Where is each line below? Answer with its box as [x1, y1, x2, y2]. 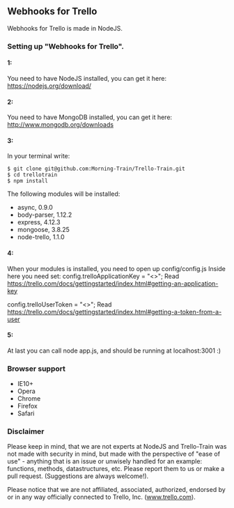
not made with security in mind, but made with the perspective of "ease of [7, 449, 221, 459]
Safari [17, 409, 35, 417]
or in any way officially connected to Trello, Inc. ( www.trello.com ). [7, 493, 196, 501]
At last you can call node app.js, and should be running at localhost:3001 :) [7, 346, 221, 355]
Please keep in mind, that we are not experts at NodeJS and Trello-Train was [7, 442, 227, 451]
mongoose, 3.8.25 [17, 226, 70, 234]
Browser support [7, 364, 66, 374]
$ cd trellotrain [7, 171, 58, 178]
